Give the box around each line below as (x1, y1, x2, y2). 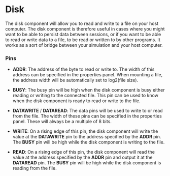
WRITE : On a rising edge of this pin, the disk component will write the (12, 128, 158, 134)
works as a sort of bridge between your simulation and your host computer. (5, 42, 163, 48)
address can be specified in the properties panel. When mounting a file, (12, 72, 163, 78)
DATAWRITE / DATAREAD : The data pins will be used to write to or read (12, 108, 163, 114)
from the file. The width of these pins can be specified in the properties (12, 113, 162, 119)
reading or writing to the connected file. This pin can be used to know (12, 93, 159, 99)
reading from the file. (12, 165, 57, 171)
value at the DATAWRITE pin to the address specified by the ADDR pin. (12, 134, 161, 140)
